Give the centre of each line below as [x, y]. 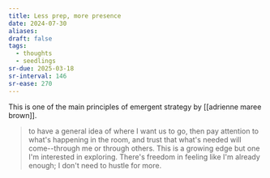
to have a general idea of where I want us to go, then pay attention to [144, 131]
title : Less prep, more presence [65, 16]
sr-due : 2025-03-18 [41, 69]
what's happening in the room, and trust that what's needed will [135, 139]
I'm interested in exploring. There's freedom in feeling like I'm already [144, 157]
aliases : [23, 31]
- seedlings [36, 61]
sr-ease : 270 [30, 83]
